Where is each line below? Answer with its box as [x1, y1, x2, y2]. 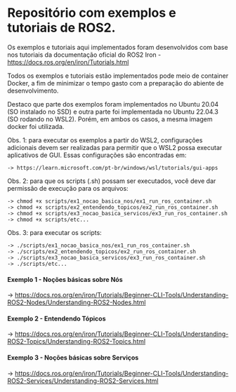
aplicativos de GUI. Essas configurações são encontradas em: [7, 151, 187, 159]
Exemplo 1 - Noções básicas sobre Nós [7, 275, 123, 283]
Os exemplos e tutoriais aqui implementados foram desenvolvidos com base [7, 43, 228, 51]
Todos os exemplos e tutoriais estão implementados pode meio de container [7, 72, 229, 80]
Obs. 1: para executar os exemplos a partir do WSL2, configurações [7, 135, 203, 144]
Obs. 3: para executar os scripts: [7, 228, 102, 236]
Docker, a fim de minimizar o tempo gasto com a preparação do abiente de [7, 79, 224, 87]
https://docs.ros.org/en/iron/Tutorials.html [7, 58, 129, 66]
